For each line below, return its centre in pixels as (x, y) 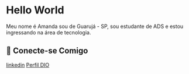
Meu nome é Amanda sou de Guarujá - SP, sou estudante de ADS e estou (95, 26)
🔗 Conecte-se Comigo (47, 51)
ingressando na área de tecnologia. (49, 32)
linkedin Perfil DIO (28, 65)
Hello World (35, 10)
